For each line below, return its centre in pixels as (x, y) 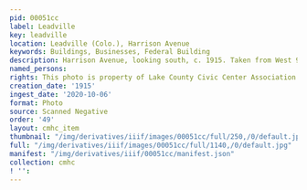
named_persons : (38, 69)
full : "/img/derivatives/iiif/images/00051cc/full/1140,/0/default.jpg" (151, 145)
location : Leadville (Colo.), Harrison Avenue (100, 43)
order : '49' (32, 120)
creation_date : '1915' (53, 86)
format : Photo (37, 103)
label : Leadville (42, 26)
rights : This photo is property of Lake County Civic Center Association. (155, 78)
